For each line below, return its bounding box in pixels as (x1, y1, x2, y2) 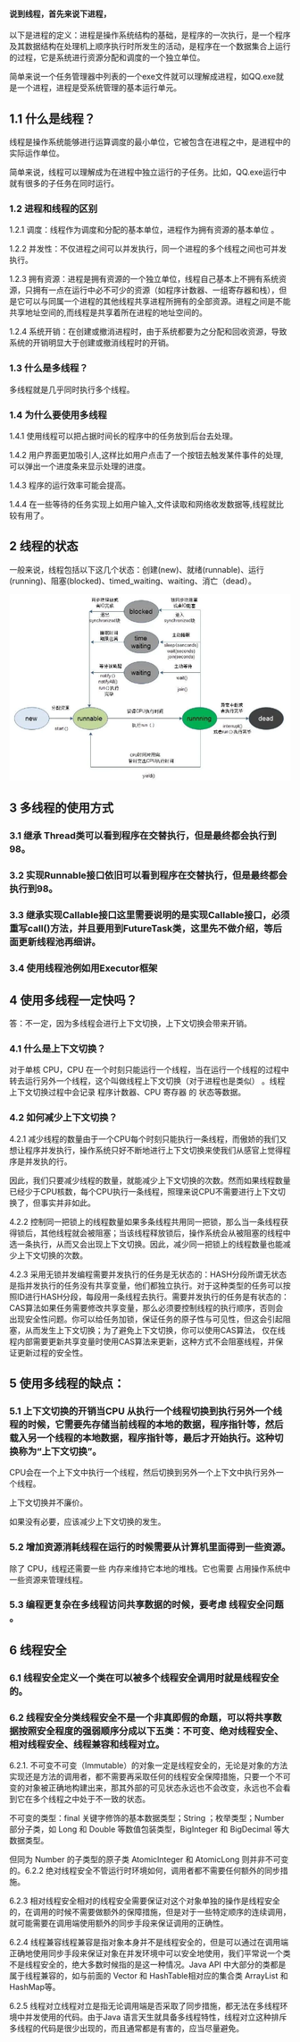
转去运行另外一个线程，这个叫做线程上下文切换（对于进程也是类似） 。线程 (9, 1076, 286, 1086)
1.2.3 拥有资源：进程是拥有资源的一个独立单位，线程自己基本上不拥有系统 (9, 274, 279, 285)
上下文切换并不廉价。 (9, 1497, 87, 1508)
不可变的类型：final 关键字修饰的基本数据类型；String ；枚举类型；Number (9, 1813, 285, 1824)
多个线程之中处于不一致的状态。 (32, 1794, 150, 1805)
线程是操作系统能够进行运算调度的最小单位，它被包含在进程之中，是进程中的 (9, 137, 291, 148)
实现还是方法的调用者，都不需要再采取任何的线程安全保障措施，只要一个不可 (9, 1772, 291, 1782)
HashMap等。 (9, 1982, 61, 1993)
